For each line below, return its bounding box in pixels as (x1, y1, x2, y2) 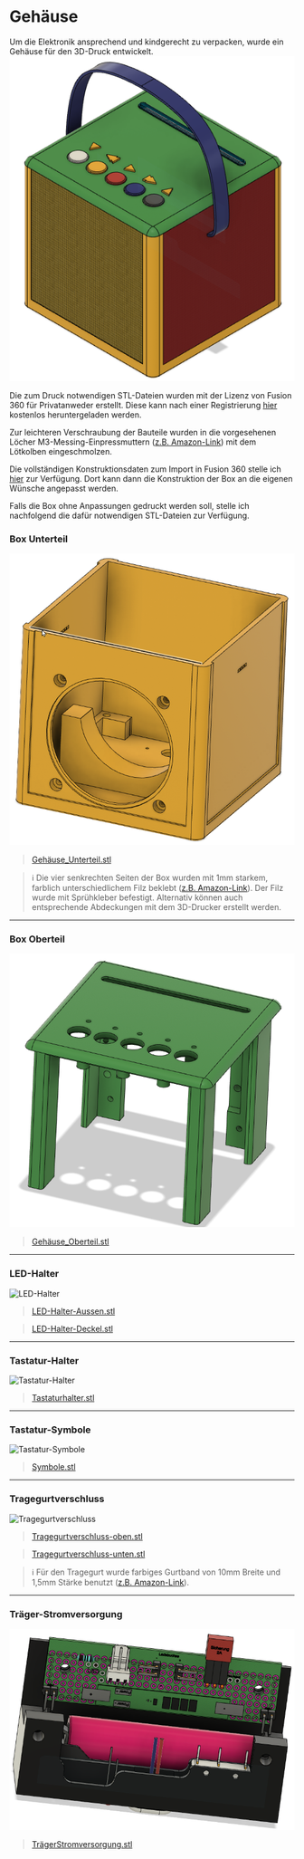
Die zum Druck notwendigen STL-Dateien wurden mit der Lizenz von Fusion (9, 390, 292, 401)
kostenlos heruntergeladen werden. (9, 409, 142, 420)
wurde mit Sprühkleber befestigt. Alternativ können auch (31, 892, 243, 903)
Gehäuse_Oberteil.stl (31, 1236, 109, 1247)
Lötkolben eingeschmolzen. (9, 446, 113, 457)
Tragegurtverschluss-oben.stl (31, 1530, 143, 1541)
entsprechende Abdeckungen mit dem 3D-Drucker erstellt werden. (31, 901, 282, 912)
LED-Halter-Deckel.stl (31, 1323, 113, 1334)
